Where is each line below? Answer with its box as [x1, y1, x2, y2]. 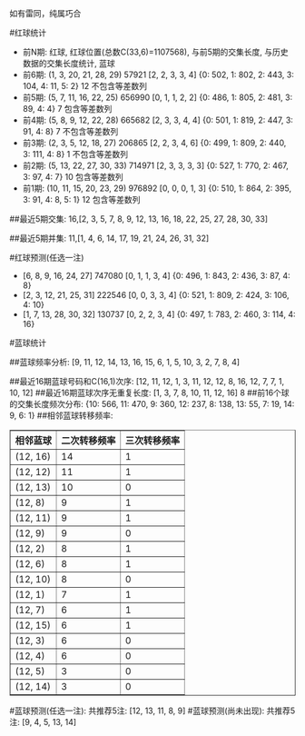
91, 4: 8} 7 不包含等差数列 [22, 126, 119, 136]
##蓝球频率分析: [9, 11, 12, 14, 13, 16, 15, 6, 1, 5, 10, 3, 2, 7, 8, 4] [9, 357, 241, 367]
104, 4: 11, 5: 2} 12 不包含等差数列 [22, 81, 148, 91]
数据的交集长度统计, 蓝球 [22, 58, 115, 68]
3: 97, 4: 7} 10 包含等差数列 [22, 172, 124, 182]
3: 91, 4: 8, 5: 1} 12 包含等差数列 [22, 194, 141, 204]
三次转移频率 [125, 434, 181, 447]
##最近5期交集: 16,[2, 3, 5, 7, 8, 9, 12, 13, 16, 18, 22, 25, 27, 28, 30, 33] [9, 214, 269, 224]
